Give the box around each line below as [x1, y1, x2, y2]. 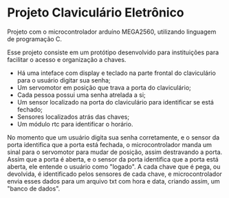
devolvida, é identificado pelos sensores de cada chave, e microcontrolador [7, 170, 222, 178]
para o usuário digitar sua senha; [17, 76, 111, 84]
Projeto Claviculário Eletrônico [7, 5, 184, 21]
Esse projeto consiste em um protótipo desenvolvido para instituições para [7, 48, 219, 56]
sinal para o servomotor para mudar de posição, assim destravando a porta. [7, 148, 223, 156]
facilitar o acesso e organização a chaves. [7, 55, 127, 63]
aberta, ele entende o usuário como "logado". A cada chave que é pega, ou [7, 162, 221, 170]
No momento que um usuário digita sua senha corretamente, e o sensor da [7, 133, 220, 142]
